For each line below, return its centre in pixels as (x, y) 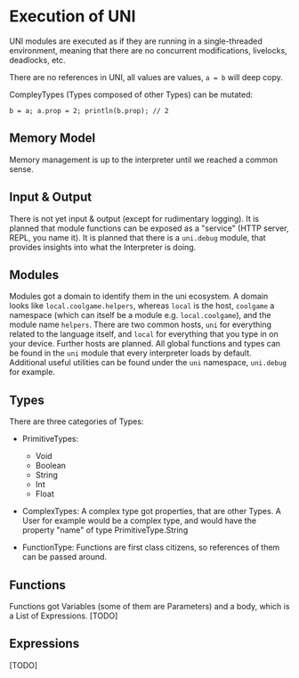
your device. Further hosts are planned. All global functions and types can (145, 344)
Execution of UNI (73, 16)
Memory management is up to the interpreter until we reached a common (144, 159)
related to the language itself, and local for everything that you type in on (144, 334)
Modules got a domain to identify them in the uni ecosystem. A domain (139, 297)
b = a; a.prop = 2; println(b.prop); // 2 (89, 110)
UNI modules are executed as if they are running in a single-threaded (136, 41)
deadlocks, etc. (37, 60)
